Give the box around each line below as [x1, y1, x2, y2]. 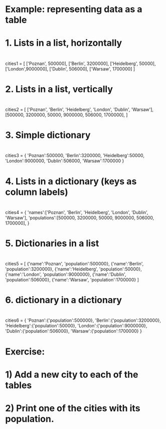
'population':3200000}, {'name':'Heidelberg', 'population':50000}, [5, 266, 142, 272]
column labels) [5, 186, 69, 197]
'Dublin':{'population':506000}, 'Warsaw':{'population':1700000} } [5, 328, 142, 334]
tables [5, 379, 32, 391]
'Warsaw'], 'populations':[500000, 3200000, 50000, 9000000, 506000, [5, 214, 154, 221]
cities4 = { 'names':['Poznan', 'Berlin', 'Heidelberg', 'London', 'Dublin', [5, 209, 148, 215]
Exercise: [5, 346, 45, 357]
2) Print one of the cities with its [5, 403, 140, 414]
